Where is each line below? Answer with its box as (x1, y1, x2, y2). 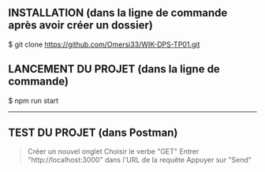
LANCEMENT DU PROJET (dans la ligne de (8, 62, 221, 76)
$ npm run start (8, 95, 59, 105)
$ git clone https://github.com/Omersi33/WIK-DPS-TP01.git (8, 39, 200, 49)
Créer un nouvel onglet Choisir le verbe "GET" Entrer (27, 147, 200, 156)
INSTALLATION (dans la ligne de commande (8, 6, 228, 20)
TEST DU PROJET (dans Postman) (8, 126, 178, 140)
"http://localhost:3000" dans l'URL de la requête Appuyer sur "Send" (27, 155, 252, 165)
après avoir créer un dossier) (8, 19, 154, 32)
